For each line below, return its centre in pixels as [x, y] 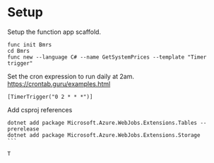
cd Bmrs [19, 51]
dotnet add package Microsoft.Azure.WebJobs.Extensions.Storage [104, 135]
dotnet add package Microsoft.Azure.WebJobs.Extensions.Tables [102, 123]
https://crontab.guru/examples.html [59, 84]
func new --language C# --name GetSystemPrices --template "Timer [107, 57]
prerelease [23, 129]
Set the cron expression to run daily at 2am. [71, 76]
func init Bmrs [30, 44]
